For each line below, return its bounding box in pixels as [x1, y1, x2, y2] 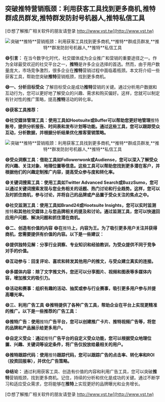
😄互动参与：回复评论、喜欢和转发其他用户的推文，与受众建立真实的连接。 [5, 258, 156, 264]
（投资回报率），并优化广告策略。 [5, 358, 72, 364]
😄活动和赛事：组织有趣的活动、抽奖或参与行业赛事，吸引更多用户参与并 [5, 285, 152, 291]
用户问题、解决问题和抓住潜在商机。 [9, 214, 82, 220]
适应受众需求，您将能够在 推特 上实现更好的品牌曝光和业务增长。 [13, 381, 143, 387]
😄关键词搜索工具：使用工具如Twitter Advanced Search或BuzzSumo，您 [5, 179, 154, 185]
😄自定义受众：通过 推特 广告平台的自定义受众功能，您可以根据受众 [5, 335, 139, 341]
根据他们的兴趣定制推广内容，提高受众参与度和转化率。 [5, 169, 117, 175]
